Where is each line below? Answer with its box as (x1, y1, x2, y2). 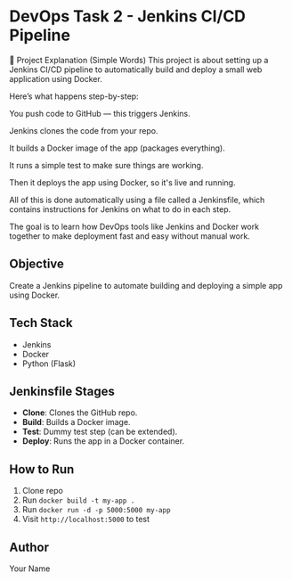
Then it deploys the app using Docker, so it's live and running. (9, 176, 236, 188)
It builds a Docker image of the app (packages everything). (9, 143, 225, 153)
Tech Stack (9, 315, 73, 331)
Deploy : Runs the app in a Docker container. (21, 436, 185, 446)
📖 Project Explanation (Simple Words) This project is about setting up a (9, 54, 269, 65)
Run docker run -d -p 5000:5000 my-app (21, 504, 171, 515)
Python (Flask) (21, 358, 77, 369)
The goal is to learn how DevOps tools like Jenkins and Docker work (9, 221, 260, 232)
